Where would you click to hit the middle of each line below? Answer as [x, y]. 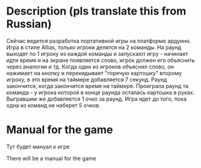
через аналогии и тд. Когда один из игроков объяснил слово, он [90, 66]
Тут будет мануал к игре [38, 146]
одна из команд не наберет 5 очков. [53, 105]
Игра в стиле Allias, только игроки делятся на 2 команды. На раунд [94, 47]
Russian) [29, 24]
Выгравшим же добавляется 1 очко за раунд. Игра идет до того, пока [97, 99]
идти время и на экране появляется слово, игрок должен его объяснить [101, 60]
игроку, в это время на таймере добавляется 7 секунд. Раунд [87, 79]
